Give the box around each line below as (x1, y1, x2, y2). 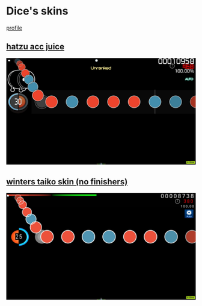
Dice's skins (6, 4, 69, 18)
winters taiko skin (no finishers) (6, 176, 128, 187)
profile (6, 24, 23, 31)
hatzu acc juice (6, 42, 65, 52)
